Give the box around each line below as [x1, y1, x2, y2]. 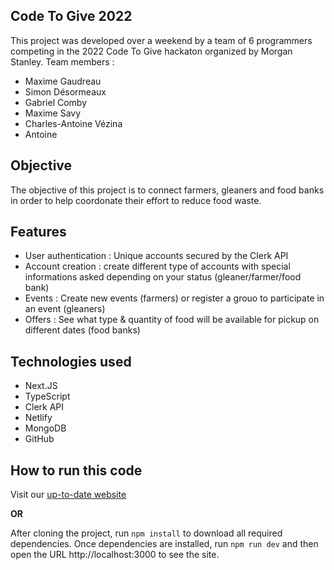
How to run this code [10, 462, 143, 479]
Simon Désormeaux [24, 85, 107, 98]
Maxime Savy [24, 107, 82, 119]
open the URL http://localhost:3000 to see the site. [10, 549, 220, 561]
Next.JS [24, 380, 58, 392]
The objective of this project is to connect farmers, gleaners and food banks [10, 184, 325, 196]
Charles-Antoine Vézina [24, 117, 123, 129]
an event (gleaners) [24, 303, 106, 315]
